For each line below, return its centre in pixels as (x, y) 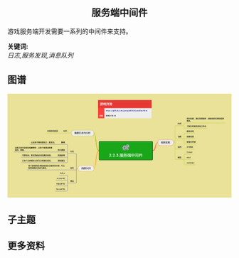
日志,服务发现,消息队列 (41, 55)
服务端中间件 (119, 13)
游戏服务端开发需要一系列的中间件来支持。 (70, 31)
